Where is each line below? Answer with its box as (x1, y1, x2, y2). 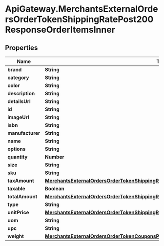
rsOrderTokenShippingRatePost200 (5, 14, 154, 25)
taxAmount (7, 177, 34, 184)
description (7, 90, 35, 97)
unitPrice (7, 209, 29, 216)
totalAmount (7, 193, 38, 200)
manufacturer (7, 130, 41, 136)
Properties (5, 43, 38, 52)
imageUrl (7, 114, 29, 121)
